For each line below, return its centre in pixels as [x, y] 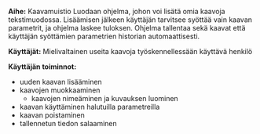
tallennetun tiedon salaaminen [68, 123]
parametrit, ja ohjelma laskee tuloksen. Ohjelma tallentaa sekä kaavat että [127, 28]
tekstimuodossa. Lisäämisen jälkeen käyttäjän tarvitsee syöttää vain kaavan [130, 20]
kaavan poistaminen [52, 115]
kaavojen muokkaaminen [60, 90]
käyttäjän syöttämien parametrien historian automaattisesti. [104, 36]
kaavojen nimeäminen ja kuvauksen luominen [104, 98]
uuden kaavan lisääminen [60, 82]
